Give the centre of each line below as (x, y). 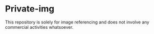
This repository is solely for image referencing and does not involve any (77, 22)
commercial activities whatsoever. (39, 27)
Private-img (30, 9)
